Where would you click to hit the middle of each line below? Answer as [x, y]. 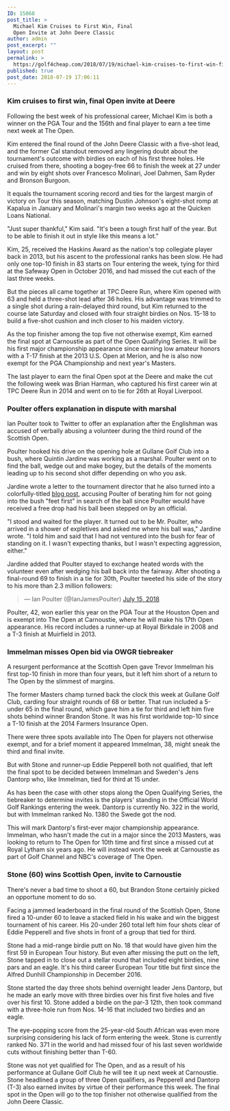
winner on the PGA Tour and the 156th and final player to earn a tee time [109, 123]
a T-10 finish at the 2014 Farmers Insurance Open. [78, 724]
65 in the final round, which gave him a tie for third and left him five [119, 709]
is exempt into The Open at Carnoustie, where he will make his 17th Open [110, 619]
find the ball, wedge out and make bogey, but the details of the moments [110, 466]
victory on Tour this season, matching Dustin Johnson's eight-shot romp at [113, 201]
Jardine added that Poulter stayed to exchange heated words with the [105, 564]
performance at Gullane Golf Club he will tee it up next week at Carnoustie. [113, 1072]
